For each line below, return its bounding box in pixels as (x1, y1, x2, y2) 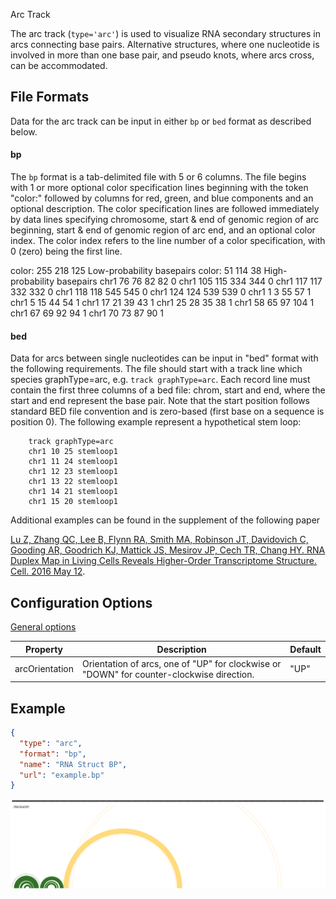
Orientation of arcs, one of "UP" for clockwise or (81, 657, 282, 669)
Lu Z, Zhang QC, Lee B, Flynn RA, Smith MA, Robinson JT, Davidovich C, (10, 534, 309, 546)
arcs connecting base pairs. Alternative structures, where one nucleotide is (10, 39, 320, 50)
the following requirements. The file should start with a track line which (10, 363, 303, 375)
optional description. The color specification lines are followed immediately (10, 203, 320, 215)
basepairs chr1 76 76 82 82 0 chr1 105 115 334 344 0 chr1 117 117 (56, 275, 323, 288)
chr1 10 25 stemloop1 (28, 447, 118, 457)
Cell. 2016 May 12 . (10, 565, 86, 578)
